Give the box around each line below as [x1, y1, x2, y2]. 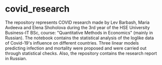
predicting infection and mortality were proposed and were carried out [5, 45, 147, 51]
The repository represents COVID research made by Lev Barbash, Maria [5, 19, 150, 25]
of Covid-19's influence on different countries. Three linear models [5, 40, 139, 46]
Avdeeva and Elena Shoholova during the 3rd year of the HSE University [5, 24, 150, 30]
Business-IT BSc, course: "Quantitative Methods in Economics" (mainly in [5, 30, 153, 35]
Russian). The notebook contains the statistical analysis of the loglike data [5, 35, 154, 41]
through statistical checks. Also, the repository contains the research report [5, 50, 157, 56]
